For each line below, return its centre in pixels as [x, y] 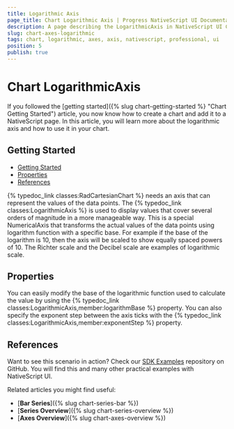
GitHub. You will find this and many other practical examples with [101, 369]
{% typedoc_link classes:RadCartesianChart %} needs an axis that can [109, 195]
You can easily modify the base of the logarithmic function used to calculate [116, 293]
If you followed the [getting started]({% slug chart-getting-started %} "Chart [117, 106]
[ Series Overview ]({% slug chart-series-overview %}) [95, 411]
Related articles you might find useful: [62, 390]
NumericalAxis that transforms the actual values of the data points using [111, 225]
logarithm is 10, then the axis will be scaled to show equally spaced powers [115, 240]
